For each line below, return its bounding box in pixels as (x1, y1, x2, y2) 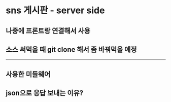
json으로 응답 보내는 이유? (6, 89, 83, 97)
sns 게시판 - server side (6, 5, 105, 16)
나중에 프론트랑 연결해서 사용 (6, 26, 91, 35)
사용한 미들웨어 (6, 70, 51, 79)
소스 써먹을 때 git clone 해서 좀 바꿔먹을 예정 (6, 45, 137, 54)
